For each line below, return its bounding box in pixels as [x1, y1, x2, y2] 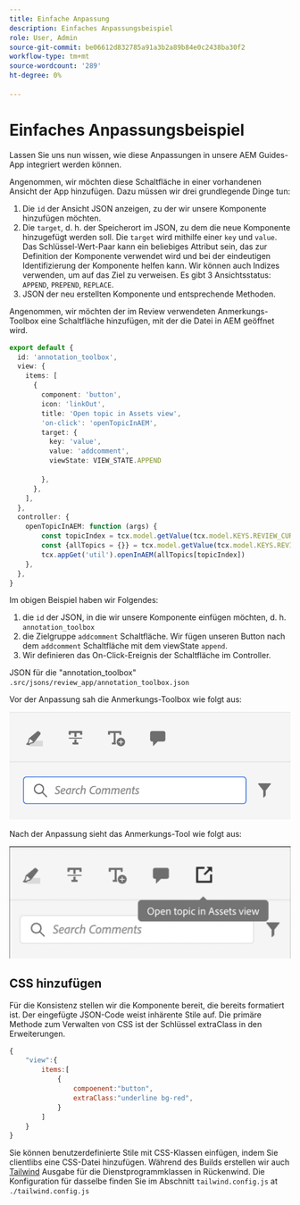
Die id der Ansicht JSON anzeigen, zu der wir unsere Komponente [21, 203, 267, 213]
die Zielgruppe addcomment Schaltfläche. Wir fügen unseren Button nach [21, 631, 286, 642]
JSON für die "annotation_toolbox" [9, 667, 137, 678]
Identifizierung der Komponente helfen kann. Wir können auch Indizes [21, 260, 279, 271]
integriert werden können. [26, 159, 122, 170]
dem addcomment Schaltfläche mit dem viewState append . [21, 640, 228, 651]
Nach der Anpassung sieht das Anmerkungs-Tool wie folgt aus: [9, 828, 243, 839]
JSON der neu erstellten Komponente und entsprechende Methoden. [21, 289, 277, 299]
